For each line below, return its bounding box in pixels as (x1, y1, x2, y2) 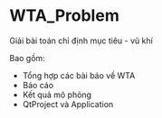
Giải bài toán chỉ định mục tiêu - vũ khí (9, 35, 154, 46)
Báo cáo (22, 79, 54, 90)
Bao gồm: (9, 52, 45, 63)
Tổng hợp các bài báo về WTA (22, 69, 136, 81)
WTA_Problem (9, 5, 119, 26)
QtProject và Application (22, 98, 114, 109)
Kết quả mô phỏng (22, 89, 92, 100)
